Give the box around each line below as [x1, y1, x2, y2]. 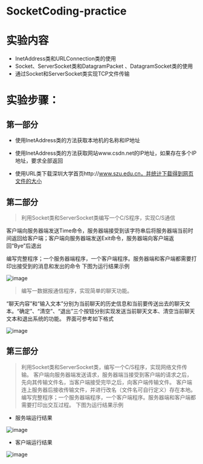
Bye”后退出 [14, 242, 42, 249]
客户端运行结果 [14, 439, 53, 446]
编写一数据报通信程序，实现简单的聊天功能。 [21, 287, 133, 294]
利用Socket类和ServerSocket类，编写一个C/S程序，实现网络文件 [21, 363, 182, 370]
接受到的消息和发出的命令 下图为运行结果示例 [16, 262, 130, 270]
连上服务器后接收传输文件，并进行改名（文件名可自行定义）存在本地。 [21, 386, 196, 393]
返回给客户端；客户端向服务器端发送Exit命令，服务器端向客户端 [11, 234, 169, 241]
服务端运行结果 [14, 414, 53, 421]
